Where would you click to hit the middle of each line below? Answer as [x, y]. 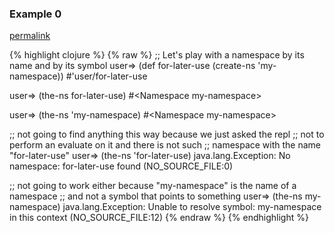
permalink [30, 36]
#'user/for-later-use [106, 76]
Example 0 [35, 14]
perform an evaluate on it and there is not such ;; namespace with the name [165, 145]
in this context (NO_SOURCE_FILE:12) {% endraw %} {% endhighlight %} [159, 218]
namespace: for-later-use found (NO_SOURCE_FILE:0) [121, 166]
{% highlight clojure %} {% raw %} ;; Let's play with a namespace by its [157, 55]
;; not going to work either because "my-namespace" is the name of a [153, 186]
